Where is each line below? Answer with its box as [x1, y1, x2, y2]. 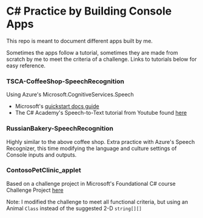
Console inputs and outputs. [6, 151, 77, 158]
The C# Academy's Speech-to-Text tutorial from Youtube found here [15, 109, 187, 117]
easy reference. [6, 62, 46, 69]
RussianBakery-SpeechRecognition [6, 124, 114, 133]
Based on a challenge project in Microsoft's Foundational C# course [6, 180, 176, 187]
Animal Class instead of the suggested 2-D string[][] [6, 205, 142, 212]
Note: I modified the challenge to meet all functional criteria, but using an [6, 198, 188, 205]
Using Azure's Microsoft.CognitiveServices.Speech [6, 91, 135, 98]
